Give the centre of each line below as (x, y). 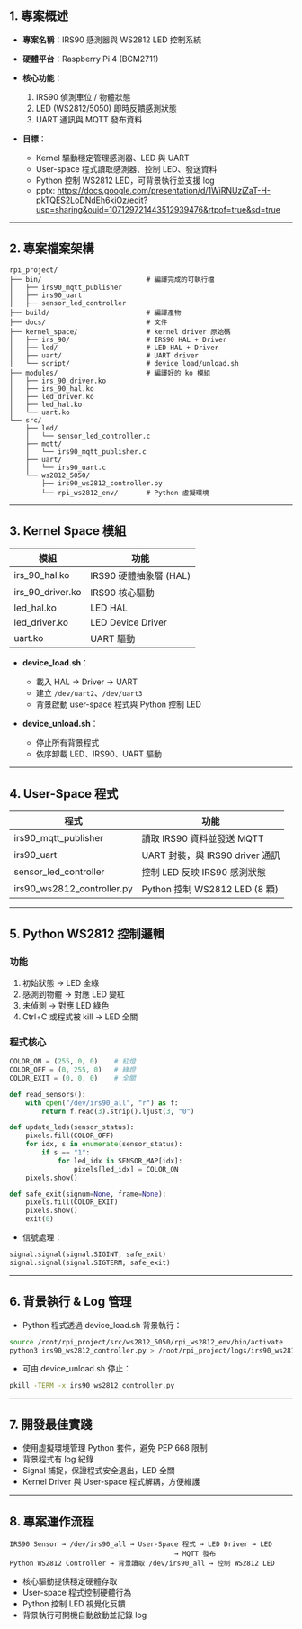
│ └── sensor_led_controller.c (88, 436)
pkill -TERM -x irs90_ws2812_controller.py (92, 1386)
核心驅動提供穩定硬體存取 (70, 1581)
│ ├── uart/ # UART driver (104, 355)
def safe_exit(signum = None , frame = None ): (88, 1194)
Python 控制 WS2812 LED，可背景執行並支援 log (125, 180)
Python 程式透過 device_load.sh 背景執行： (102, 1325)
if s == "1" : (66, 1153)
